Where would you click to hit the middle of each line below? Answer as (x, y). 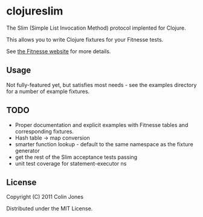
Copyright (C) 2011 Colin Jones (45, 197)
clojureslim (35, 11)
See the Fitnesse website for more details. (59, 51)
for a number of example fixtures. (48, 91)
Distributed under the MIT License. (50, 209)
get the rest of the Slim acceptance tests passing (76, 157)
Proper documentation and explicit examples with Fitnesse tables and (101, 125)
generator (27, 151)
